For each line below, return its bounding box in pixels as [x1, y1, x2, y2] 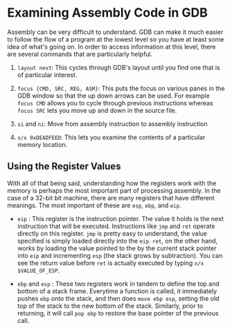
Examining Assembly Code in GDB [7, 5, 208, 21]
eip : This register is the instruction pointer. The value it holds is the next [17, 214, 224, 223]
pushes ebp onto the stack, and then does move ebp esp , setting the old [17, 294, 220, 302]
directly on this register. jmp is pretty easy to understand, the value [17, 229, 208, 237]
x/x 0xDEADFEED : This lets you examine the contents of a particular [17, 133, 206, 141]
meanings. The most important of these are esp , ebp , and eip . [7, 201, 181, 209]
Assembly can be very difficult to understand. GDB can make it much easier [7, 28, 224, 36]
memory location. [17, 140, 68, 148]
